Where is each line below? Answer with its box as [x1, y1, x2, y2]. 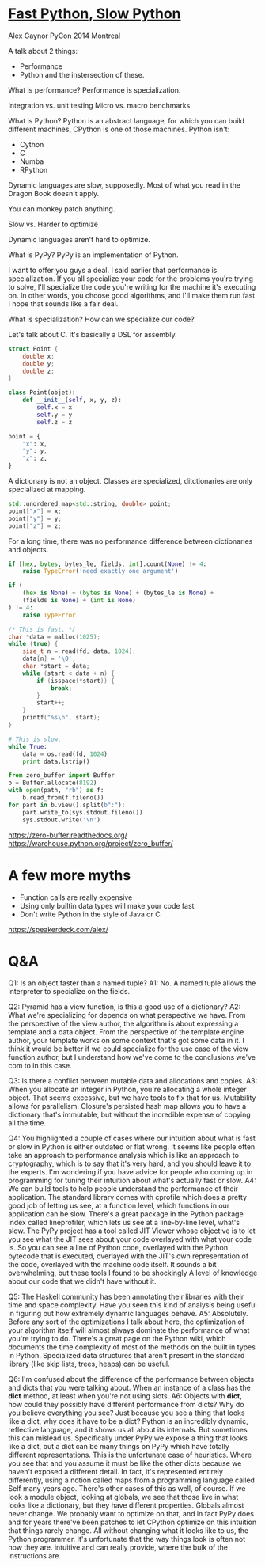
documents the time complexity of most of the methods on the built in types [8, 1342, 256, 1352]
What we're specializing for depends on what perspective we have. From [8, 1011, 247, 1020]
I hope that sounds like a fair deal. [8, 298, 119, 309]
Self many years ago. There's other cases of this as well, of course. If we [8, 1484, 246, 1493]
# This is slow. [8, 735, 62, 743]
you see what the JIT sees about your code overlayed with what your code [8, 1235, 252, 1244]
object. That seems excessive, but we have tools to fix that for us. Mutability [8, 1093, 256, 1102]
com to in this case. [8, 1061, 73, 1071]
